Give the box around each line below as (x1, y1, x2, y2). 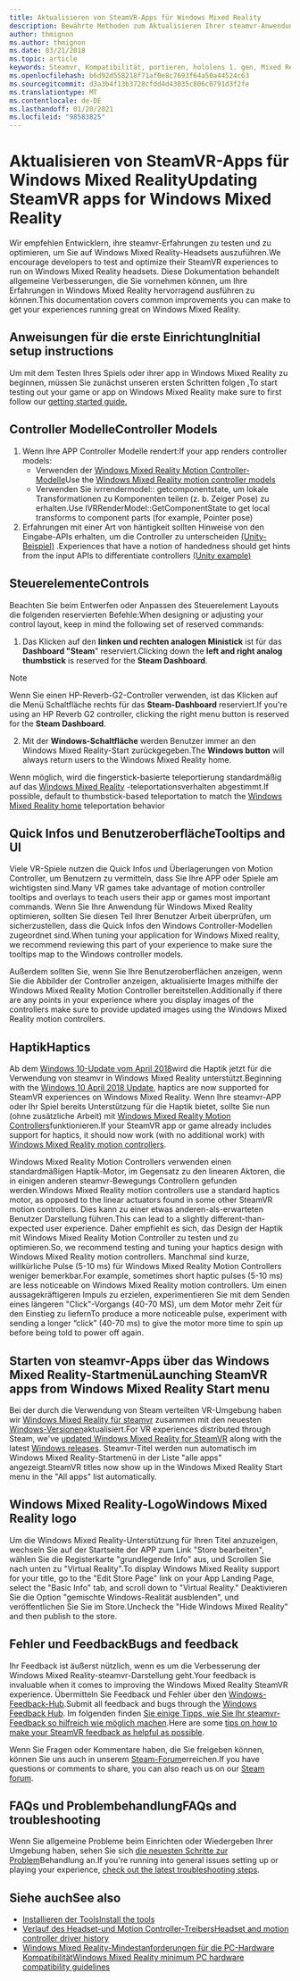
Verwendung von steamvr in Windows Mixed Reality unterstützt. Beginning (9, 1073, 282, 1083)
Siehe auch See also (9, 1890, 121, 1905)
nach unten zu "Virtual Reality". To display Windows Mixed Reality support (9, 1563, 279, 1574)
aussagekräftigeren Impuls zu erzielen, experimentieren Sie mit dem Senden (9, 1290, 290, 1300)
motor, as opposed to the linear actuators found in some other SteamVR (9, 1194, 273, 1206)
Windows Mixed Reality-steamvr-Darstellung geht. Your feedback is (9, 1669, 256, 1680)
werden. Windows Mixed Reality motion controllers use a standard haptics (9, 1185, 280, 1196)
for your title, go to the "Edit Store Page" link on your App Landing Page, (9, 1573, 275, 1584)
